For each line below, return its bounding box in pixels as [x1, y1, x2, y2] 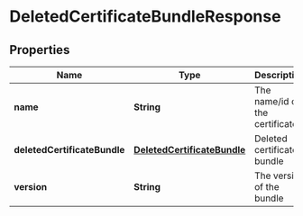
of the [253, 181, 280, 193]
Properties [9, 42, 70, 58]
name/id [253, 95, 289, 107]
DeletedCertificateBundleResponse [9, 6, 281, 27]
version [14, 181, 48, 193]
